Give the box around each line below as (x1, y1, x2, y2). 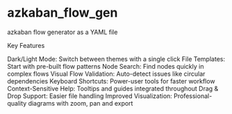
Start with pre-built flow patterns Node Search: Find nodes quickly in (7, 62, 204, 70)
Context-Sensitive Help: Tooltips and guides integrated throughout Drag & (7, 84, 219, 92)
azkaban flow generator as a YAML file (7, 28, 118, 36)
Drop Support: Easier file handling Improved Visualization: (7, 92, 172, 100)
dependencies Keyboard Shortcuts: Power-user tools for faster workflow (7, 76, 215, 85)
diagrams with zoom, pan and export (28, 99, 133, 107)
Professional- (173, 92, 213, 100)
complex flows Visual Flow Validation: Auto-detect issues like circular (7, 70, 206, 78)
